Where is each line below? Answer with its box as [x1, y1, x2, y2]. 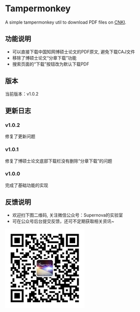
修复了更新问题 [5, 133, 35, 139]
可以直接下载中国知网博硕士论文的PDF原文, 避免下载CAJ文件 [12, 49, 135, 55]
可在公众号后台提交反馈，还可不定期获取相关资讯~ [12, 218, 114, 224]
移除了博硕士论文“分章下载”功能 [12, 55, 77, 61]
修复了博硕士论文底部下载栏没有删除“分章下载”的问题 [5, 158, 112, 164]
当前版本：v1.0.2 [5, 91, 39, 96]
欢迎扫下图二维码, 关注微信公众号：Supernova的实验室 [12, 212, 123, 218]
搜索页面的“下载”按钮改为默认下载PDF [12, 61, 89, 67]
